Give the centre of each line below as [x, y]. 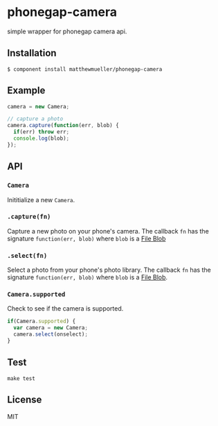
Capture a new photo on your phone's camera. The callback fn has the [108, 231]
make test [21, 378]
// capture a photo [35, 119]
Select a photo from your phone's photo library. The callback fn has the [109, 270]
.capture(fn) [29, 217]
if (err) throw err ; [42, 132]
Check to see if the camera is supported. [65, 309]
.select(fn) [27, 255]
